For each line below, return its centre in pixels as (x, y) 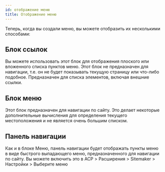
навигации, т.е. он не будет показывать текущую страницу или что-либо (82, 72)
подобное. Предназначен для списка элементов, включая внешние (77, 77)
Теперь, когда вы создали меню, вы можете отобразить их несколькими (83, 28)
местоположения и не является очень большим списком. (67, 121)
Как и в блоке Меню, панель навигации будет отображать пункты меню (82, 148)
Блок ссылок (26, 49)
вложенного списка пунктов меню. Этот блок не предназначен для (77, 67)
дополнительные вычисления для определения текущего (66, 115)
